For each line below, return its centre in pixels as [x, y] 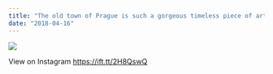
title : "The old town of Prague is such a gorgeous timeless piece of [130, 16]
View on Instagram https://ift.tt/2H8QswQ [78, 61]
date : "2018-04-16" [41, 23]
